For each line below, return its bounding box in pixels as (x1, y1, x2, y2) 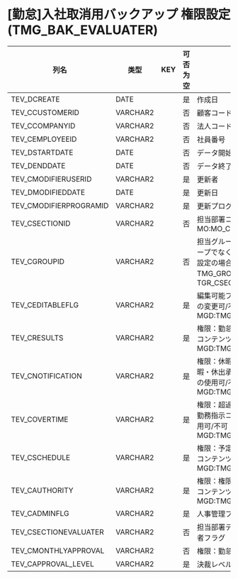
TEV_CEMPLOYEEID (11, 134, 77, 144)
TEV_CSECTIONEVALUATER (11, 526, 104, 536)
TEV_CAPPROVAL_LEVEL (11, 558, 94, 568)
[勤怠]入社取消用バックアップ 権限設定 (7, 6, 231, 23)
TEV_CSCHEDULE (11, 452, 71, 462)
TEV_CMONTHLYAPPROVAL (11, 546, 105, 556)
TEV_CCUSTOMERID (11, 107, 80, 117)
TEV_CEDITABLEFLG (11, 299, 79, 309)
